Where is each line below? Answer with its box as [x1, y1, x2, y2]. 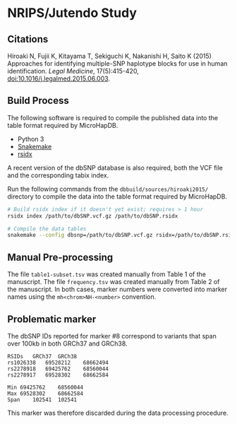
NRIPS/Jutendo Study [7, 5, 138, 21]
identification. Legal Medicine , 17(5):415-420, [7, 67, 139, 75]
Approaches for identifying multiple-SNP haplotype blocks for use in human [7, 59, 228, 68]
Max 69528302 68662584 [7, 390, 83, 397]
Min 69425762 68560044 [7, 384, 83, 391]
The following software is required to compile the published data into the [7, 113, 219, 122]
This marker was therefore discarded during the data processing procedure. [7, 408, 229, 417]
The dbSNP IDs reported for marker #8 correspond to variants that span [7, 331, 217, 340]
